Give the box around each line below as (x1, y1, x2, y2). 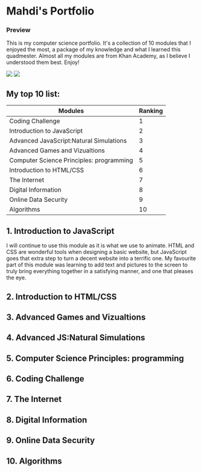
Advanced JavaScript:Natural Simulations (9, 137, 127, 145)
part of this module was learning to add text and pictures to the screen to (6, 261, 188, 268)
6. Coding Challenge (6, 373, 84, 384)
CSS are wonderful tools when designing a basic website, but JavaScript (6, 248, 187, 256)
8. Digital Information (6, 415, 87, 425)
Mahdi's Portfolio (6, 4, 95, 18)
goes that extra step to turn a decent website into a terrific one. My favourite (6, 255, 196, 262)
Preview (6, 26, 31, 34)
